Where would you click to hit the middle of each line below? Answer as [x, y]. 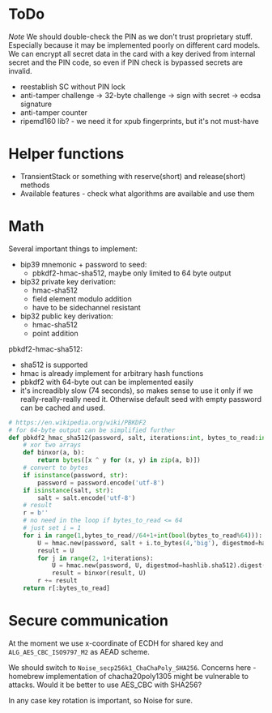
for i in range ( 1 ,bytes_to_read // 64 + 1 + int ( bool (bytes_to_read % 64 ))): [143, 536]
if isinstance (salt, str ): [68, 490]
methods [35, 185]
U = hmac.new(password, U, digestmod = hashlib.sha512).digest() [160, 566]
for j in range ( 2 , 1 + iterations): [96, 558]
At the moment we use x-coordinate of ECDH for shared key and [116, 643]
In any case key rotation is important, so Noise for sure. [100, 700]
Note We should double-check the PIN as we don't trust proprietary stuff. [130, 36]
